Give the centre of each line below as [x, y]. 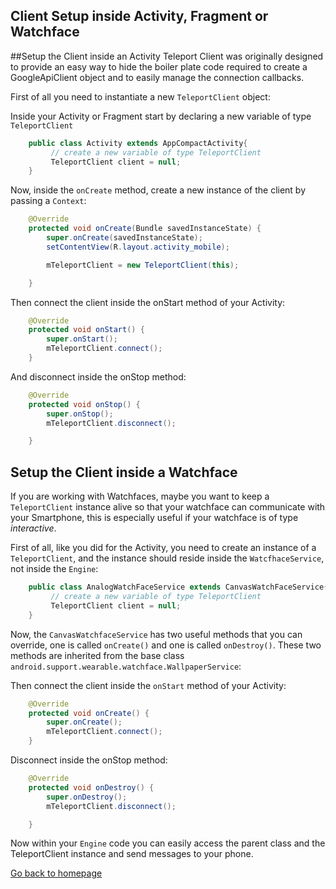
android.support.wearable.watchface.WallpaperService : [126, 666]
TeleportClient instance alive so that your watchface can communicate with [168, 507]
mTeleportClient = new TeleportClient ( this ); [143, 265]
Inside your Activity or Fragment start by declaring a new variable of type [161, 116]
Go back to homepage [56, 873]
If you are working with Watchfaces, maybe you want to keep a [140, 496]
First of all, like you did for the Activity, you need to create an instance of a [163, 548]
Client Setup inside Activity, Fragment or [139, 16]
